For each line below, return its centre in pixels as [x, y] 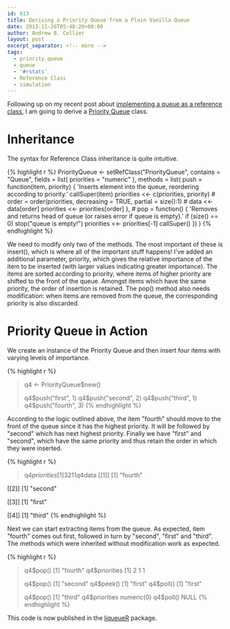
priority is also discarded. [43, 303]
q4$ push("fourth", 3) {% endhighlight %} [83, 405]
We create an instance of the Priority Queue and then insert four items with [114, 351]
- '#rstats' [31, 71]
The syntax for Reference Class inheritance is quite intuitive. [93, 159]
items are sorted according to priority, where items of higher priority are [109, 274]
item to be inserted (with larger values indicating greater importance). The [112, 267]
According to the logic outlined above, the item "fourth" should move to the [114, 419]
